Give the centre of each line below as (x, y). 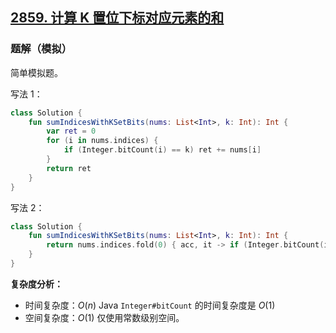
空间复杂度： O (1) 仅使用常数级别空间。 (104, 317)
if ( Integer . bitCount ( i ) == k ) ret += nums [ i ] (162, 150)
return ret (69, 168)
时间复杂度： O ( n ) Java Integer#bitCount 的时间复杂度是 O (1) (150, 305)
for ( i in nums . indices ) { (102, 141)
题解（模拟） (41, 49)
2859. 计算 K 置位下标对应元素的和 (117, 18)
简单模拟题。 (36, 72)
